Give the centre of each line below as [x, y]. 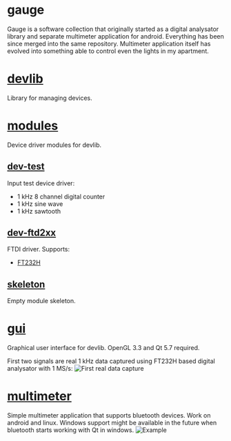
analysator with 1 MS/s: [40, 369]
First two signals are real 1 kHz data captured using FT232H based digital [111, 361]
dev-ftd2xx [32, 233]
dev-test [26, 166]
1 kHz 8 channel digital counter [61, 196]
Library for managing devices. [50, 98]
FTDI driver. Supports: [39, 249]
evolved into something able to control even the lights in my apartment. [108, 51]
